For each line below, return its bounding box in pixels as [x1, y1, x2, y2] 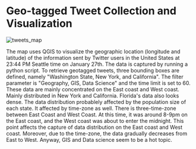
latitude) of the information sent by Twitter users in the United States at [6, 54, 180, 61]
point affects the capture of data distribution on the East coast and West [6, 123, 183, 131]
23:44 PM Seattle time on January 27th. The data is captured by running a [6, 61, 188, 68]
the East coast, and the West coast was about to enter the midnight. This [6, 117, 184, 124]
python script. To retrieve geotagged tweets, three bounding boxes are [6, 66, 180, 74]
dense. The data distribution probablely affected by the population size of [6, 98, 186, 105]
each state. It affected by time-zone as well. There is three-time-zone [6, 104, 176, 112]
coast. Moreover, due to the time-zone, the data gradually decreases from [6, 129, 188, 137]
